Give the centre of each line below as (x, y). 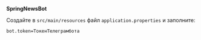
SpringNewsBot (27, 9)
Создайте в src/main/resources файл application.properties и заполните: (101, 20)
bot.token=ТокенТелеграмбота (43, 31)
